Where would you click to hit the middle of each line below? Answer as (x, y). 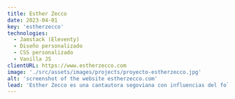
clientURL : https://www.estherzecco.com (67, 66)
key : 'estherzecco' (36, 26)
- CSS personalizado (43, 53)
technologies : (28, 33)
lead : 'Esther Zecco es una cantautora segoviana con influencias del (112, 85)
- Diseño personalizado (48, 46)
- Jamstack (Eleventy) (47, 40)
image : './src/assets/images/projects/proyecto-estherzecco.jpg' (104, 72)
